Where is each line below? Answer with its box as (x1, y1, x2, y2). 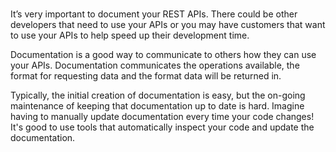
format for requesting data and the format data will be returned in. (10, 70, 282, 82)
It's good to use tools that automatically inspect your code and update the (10, 121, 315, 133)
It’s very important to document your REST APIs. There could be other (10, 8, 298, 20)
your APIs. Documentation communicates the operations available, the (10, 59, 300, 72)
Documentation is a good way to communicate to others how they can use (10, 49, 317, 61)
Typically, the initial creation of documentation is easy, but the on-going (10, 89, 306, 102)
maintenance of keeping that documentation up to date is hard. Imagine (10, 100, 305, 112)
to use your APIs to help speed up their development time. (10, 29, 250, 42)
